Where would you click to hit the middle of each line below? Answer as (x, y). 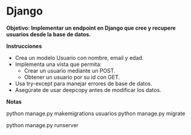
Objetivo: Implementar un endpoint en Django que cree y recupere (91, 28)
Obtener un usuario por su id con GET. (72, 77)
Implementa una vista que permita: (58, 64)
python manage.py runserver (42, 125)
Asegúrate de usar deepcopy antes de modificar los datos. (88, 90)
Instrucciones (24, 46)
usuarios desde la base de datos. (49, 34)
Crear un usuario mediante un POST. (70, 70)
